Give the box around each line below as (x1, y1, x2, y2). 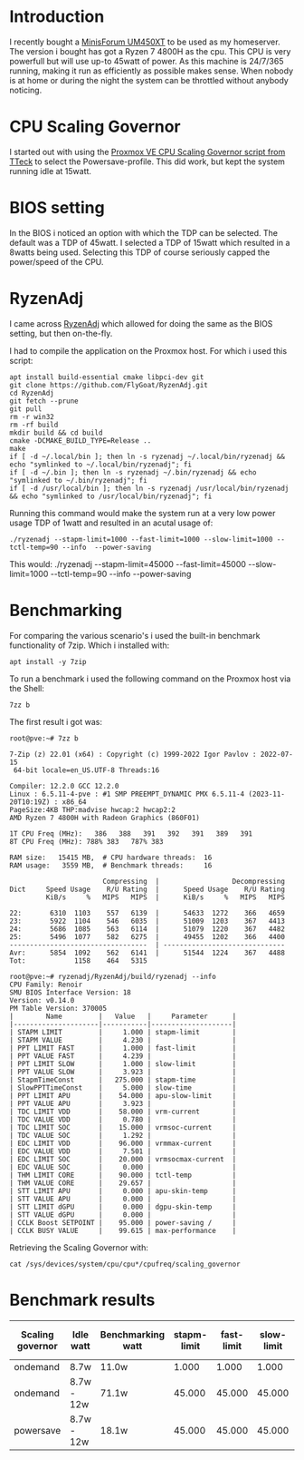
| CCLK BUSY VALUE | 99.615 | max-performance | (9, 1226, 237, 1235)
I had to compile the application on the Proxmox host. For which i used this (9, 345, 288, 356)
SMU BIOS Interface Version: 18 (9, 987, 131, 997)
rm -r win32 (9, 412, 54, 421)
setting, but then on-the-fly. (9, 328, 113, 338)
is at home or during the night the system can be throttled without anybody (9, 74, 290, 85)
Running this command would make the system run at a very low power (9, 507, 276, 518)
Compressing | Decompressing (102, 877, 285, 886)
